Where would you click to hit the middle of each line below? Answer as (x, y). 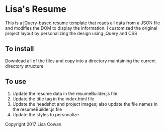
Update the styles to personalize (45, 114)
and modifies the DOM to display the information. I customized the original (81, 28)
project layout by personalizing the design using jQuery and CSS (71, 33)
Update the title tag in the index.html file (53, 99)
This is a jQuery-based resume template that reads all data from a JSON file (83, 23)
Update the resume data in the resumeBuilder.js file (65, 93)
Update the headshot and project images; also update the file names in (85, 104)
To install (20, 49)
